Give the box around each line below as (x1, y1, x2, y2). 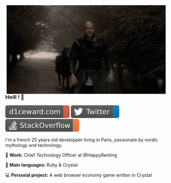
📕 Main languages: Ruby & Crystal (5, 162, 78, 168)
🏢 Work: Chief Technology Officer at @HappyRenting (5, 152, 117, 158)
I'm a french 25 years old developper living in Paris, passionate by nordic (5, 137, 158, 143)
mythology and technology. (5, 142, 63, 148)
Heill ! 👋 (5, 94, 24, 101)
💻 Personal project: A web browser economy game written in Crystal (5, 172, 152, 178)
